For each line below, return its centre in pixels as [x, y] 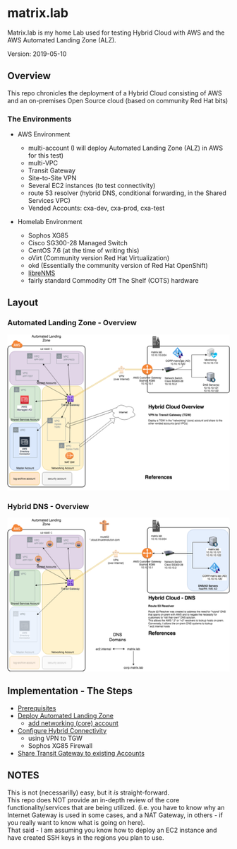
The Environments [39, 119]
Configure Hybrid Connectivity [62, 730]
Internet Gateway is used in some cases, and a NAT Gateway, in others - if [115, 815]
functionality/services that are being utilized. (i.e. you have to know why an [116, 807]
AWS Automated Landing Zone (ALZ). [62, 40]
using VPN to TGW [55, 738]
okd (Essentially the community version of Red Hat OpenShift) [118, 266]
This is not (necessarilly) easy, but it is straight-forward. [89, 792]
